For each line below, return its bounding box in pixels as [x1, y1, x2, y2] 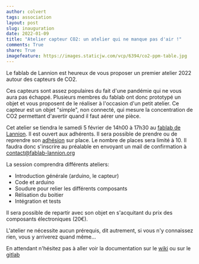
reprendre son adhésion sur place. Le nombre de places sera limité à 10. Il [6, 136, 187, 143]
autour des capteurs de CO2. [6, 76, 77, 83]
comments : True [6, 42, 44, 48]
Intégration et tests [14, 197, 61, 205]
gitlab [6, 251, 20, 258]
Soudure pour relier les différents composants [14, 185, 128, 192]
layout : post [6, 20, 39, 26]
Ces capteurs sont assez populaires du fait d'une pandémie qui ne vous [6, 87, 182, 94]
